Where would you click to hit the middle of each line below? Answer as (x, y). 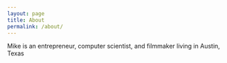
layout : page (26, 13)
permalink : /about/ (35, 26)
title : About (26, 20)
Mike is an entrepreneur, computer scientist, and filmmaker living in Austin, (113, 46)
